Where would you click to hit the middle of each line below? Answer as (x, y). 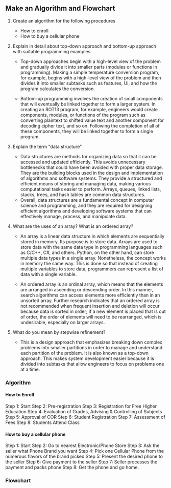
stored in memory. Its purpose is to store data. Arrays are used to (89, 241)
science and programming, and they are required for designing (86, 205)
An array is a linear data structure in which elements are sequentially (92, 236)
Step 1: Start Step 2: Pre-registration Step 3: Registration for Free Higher (81, 406)
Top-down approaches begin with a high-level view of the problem (90, 61)
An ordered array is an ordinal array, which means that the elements (92, 284)
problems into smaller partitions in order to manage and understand (91, 347)
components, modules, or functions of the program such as (83, 115)
